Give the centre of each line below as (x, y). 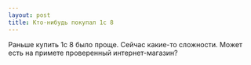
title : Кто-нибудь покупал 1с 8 (61, 22)
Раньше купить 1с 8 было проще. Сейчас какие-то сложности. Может (125, 44)
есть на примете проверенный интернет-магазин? (93, 53)
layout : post (29, 15)
